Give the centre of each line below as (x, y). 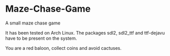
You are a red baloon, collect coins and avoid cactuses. (63, 48)
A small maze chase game (33, 23)
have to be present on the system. (41, 38)
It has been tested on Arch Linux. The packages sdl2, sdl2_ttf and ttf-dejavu (85, 33)
